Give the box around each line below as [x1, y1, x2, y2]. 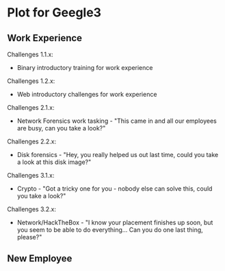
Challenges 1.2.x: [7, 77, 55, 85]
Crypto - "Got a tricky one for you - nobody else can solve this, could [16, 185, 213, 193]
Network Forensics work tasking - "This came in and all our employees [16, 117, 217, 125]
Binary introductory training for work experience [16, 64, 153, 71]
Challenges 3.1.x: [7, 172, 55, 179]
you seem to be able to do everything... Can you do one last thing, [16, 226, 203, 234]
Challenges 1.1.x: [7, 50, 53, 58]
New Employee [7, 252, 72, 265]
